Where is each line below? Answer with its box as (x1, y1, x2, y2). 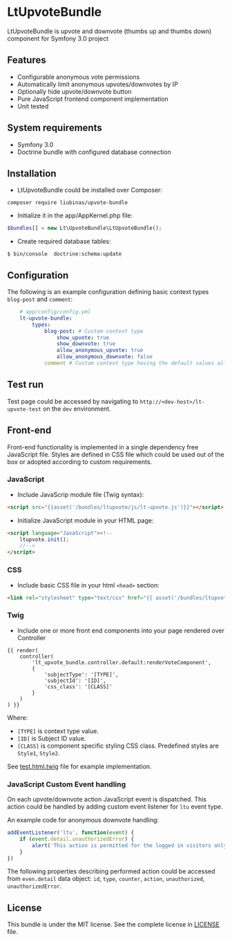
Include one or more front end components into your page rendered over (17, 626, 225, 634)
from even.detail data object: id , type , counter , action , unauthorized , (7, 875, 205, 883)
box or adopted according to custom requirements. (7, 457, 153, 466)
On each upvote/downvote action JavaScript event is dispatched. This (7, 795, 207, 803)
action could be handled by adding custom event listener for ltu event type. (7, 802, 223, 811)
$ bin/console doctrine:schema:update (7, 251, 122, 258)
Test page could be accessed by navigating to (7, 397, 139, 405)
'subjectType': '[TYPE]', (43, 671, 119, 678)
